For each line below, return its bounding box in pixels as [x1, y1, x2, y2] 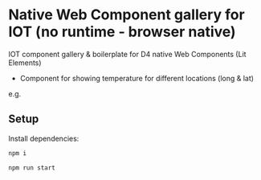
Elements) [8, 58, 42, 67]
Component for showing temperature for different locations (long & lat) [19, 73, 255, 83]
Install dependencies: [8, 133, 80, 143]
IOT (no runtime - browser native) [8, 22, 236, 41]
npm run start [8, 163, 56, 172]
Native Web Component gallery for [8, 6, 245, 24]
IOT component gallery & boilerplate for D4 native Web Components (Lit [8, 49, 247, 59]
